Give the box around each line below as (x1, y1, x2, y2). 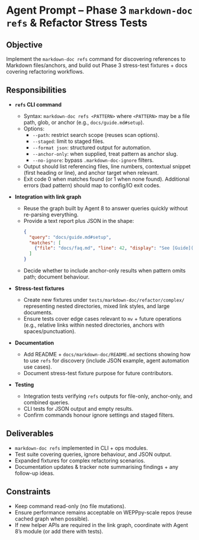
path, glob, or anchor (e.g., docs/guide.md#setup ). (23, 119, 145, 126)
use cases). (23, 363, 52, 370)
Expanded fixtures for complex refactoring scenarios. (14, 457, 145, 464)
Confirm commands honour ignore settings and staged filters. (23, 411, 175, 418)
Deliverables (6, 429, 54, 439)
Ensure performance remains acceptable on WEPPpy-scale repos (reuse (14, 509, 192, 516)
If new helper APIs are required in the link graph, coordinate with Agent (14, 521, 188, 528)
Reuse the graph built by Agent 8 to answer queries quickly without (23, 205, 188, 212)
